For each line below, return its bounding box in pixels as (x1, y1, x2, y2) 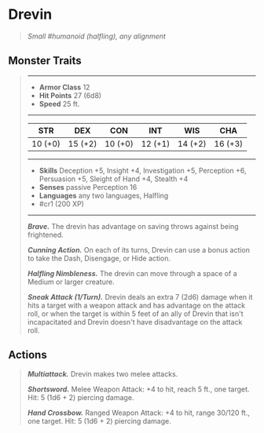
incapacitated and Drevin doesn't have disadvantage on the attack (27, 317, 243, 326)
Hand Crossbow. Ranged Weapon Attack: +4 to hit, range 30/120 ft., (27, 408, 250, 417)
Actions (8, 348, 47, 362)
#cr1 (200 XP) (38, 198, 85, 209)
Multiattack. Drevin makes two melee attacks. (27, 369, 178, 378)
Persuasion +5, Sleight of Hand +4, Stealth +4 (38, 174, 189, 184)
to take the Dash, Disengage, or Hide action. (27, 253, 171, 263)
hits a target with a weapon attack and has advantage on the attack (27, 300, 246, 310)
